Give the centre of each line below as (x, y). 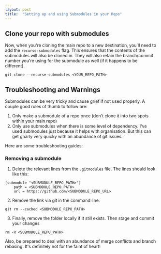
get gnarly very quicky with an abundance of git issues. (67, 137)
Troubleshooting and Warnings (53, 89)
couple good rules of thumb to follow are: (46, 107)
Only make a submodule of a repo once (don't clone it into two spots (80, 116)
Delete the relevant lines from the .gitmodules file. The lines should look (84, 169)
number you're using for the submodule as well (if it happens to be (71, 61)
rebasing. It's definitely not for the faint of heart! (53, 246)
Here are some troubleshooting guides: (44, 146)
